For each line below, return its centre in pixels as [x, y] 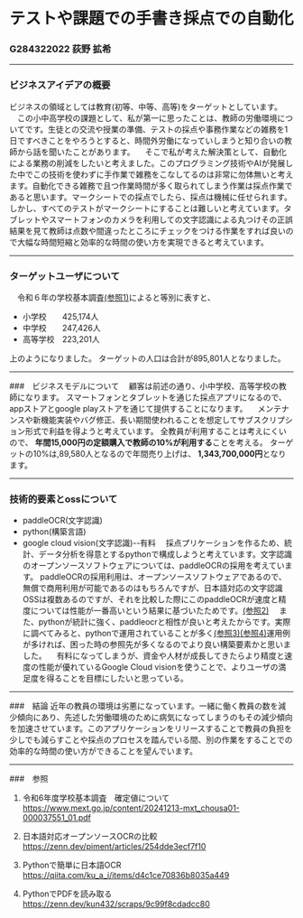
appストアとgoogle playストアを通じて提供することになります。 [129, 409]
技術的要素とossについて [64, 499]
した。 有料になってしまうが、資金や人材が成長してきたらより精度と [153, 656]
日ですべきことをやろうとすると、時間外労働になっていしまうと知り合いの [147, 140]
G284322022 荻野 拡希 [60, 49]
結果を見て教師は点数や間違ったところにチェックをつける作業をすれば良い [147, 230]
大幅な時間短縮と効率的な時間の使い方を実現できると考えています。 [142, 242]
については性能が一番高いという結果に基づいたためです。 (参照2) [150, 611]
